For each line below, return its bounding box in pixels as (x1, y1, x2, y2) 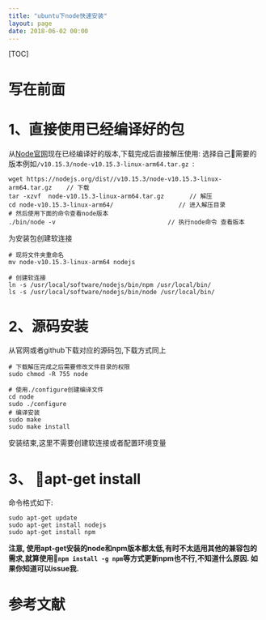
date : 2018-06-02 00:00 (8, 27, 89, 35)
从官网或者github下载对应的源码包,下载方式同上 (8, 345, 167, 355)
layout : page (8, 19, 53, 28)
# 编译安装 (8, 408, 40, 417)
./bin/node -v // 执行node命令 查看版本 (8, 218, 245, 226)
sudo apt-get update (8, 514, 78, 523)
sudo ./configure (8, 400, 67, 408)
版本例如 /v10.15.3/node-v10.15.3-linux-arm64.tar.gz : (8, 159, 195, 169)
